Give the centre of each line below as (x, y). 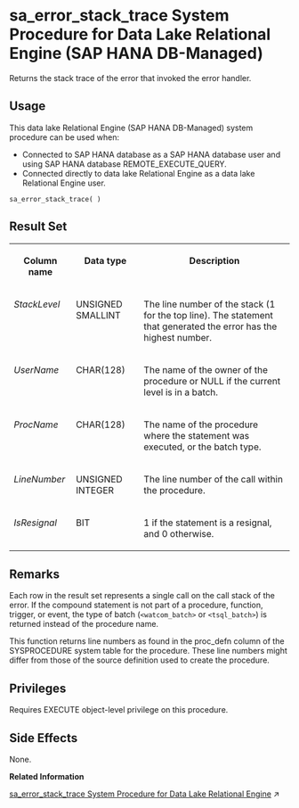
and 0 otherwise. (179, 533)
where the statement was (197, 435)
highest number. (178, 337)
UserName (36, 369)
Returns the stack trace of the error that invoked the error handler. (130, 78)
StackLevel (37, 304)
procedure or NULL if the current (212, 381)
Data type (105, 260)
